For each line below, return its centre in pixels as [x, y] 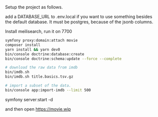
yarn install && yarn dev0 [33, 49]
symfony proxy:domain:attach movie [41, 40]
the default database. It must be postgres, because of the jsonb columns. [79, 22]
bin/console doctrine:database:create [45, 54]
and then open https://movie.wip [38, 109]
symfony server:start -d [29, 99]
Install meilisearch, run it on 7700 [39, 31]
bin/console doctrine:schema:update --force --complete [63, 58]
